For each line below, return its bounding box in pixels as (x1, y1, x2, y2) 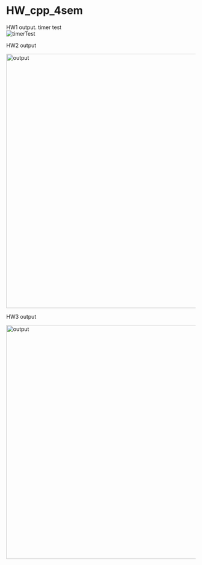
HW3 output (6, 313, 37, 320)
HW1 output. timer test (6, 24, 62, 31)
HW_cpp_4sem (6, 4, 83, 18)
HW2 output (6, 42, 37, 49)
